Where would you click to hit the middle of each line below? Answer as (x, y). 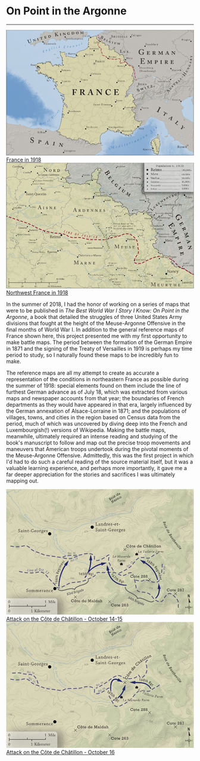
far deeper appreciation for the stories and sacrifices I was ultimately (91, 475)
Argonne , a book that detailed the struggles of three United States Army (94, 317)
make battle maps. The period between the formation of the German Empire (99, 342)
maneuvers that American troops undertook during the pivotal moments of (97, 449)
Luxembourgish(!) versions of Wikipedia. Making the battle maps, (86, 430)
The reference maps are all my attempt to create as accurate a (83, 373)
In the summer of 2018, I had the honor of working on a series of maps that (98, 304)
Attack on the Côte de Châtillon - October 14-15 (65, 619)
